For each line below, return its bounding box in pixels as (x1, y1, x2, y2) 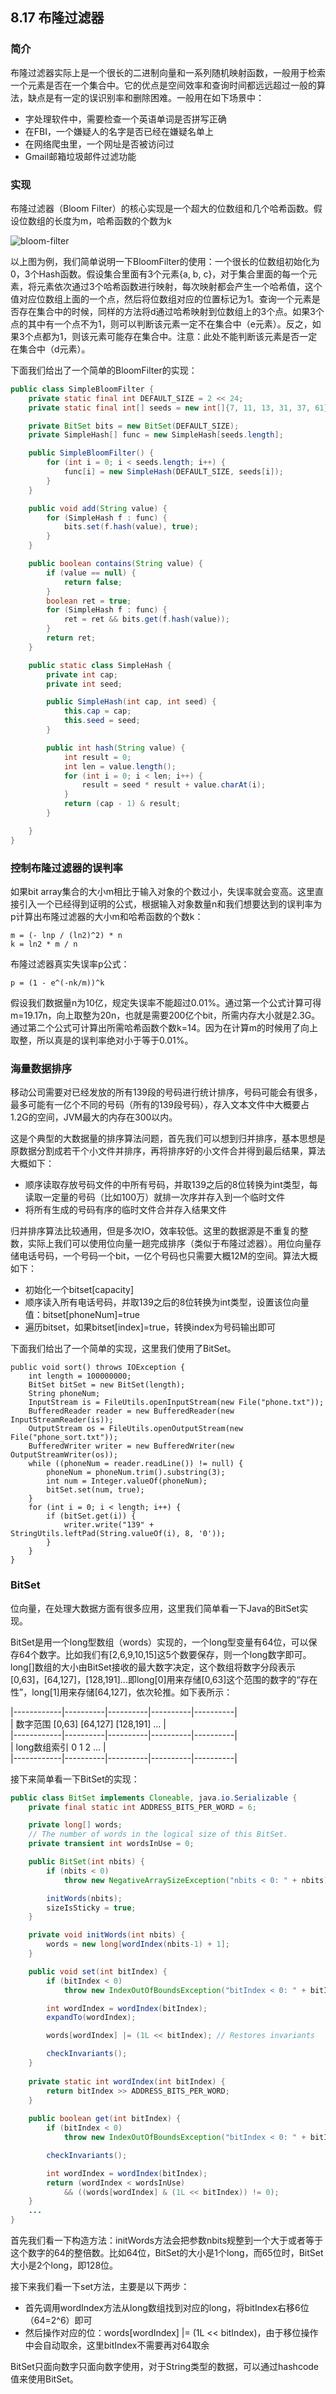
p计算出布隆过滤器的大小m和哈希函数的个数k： (10, 911, 204, 923)
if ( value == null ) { (46, 568, 137, 578)
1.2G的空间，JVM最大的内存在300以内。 (10, 1111, 178, 1123)
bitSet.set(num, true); (46, 1485, 145, 1495)
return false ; (63, 577, 123, 587)
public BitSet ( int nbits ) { (28, 1857, 145, 1867)
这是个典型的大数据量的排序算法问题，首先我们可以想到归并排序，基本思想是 (10, 1133, 326, 1145)
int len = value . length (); (63, 761, 177, 772)
